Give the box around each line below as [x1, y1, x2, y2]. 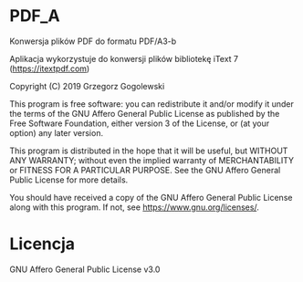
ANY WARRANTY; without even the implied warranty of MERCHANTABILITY [9, 154, 295, 165]
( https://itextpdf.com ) [9, 63, 90, 74]
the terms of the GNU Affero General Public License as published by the [9, 108, 280, 119]
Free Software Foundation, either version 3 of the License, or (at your [9, 118, 270, 129]
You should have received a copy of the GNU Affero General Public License [9, 192, 293, 203]
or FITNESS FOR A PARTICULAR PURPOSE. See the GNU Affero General [9, 164, 281, 175]
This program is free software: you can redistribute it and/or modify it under [9, 98, 294, 110]
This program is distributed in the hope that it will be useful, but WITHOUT [9, 145, 288, 156]
